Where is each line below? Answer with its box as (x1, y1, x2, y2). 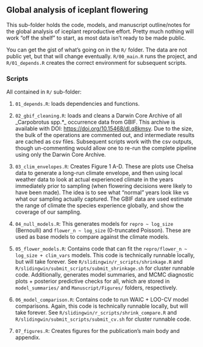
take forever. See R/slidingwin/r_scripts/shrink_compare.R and (15, 309, 177, 316)
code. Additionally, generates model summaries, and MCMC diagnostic (15, 271, 194, 278)
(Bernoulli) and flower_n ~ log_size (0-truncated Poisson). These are (15, 226, 191, 234)
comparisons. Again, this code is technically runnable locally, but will (15, 302, 188, 310)
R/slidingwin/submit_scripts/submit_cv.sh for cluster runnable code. (15, 315, 191, 323)
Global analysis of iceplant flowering (6, 5, 148, 15)
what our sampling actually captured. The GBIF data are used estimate (15, 195, 193, 203)
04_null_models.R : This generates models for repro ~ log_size (15, 220, 174, 228)
